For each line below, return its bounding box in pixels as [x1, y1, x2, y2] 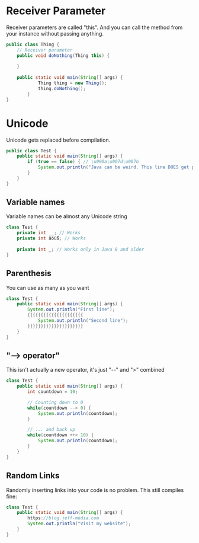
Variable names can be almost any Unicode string [6, 213, 127, 220]
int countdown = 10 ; [27, 389, 78, 395]
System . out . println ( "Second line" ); [37, 318, 129, 324]
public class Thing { [6, 41, 60, 47]
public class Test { [6, 148, 57, 154]
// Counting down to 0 [27, 399, 84, 405]
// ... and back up [27, 427, 76, 433]
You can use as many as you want [6, 284, 89, 291]
